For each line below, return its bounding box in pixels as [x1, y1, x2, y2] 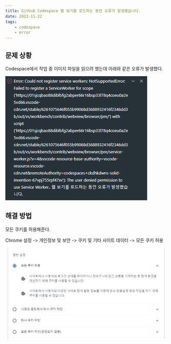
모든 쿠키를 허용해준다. [5, 226, 51, 232]
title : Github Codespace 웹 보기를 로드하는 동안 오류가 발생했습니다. [5, 8, 141, 13]
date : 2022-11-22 [5, 13, 42, 19]
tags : [5, 19, 17, 24]
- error [14, 30, 31, 35]
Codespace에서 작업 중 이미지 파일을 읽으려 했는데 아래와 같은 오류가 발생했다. [5, 65, 163, 71]
